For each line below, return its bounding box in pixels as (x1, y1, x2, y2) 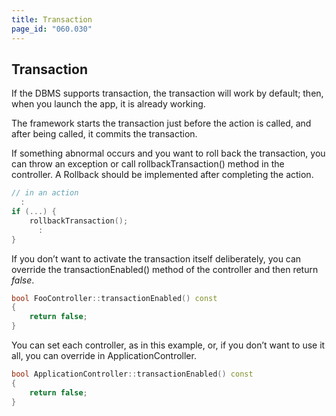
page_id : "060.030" (11, 24, 93, 34)
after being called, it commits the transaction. (11, 128, 198, 140)
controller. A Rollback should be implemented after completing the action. (11, 169, 314, 181)
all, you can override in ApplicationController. (11, 350, 197, 362)
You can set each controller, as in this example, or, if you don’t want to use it (11, 339, 326, 351)
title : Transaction (11, 14, 93, 25)
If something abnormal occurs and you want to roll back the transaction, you (11, 147, 326, 160)
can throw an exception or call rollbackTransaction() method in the (11, 158, 285, 170)
